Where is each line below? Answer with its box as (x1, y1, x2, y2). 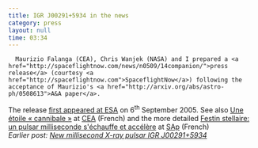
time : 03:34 (8, 33, 47, 42)
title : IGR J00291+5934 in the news (8, 11, 129, 20)
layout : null (8, 26, 51, 34)
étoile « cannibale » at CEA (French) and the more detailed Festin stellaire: (8, 113, 250, 123)
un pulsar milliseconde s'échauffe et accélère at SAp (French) (8, 122, 210, 131)
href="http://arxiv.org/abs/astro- (107, 83, 225, 91)
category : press (8, 19, 62, 27)
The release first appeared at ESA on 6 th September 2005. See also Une (8, 104, 244, 115)
